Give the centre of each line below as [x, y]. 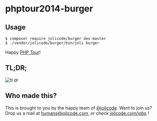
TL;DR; [16, 68]
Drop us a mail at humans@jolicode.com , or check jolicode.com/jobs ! [77, 113]
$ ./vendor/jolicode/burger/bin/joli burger [52, 43]
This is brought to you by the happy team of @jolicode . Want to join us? [79, 107]
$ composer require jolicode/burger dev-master [56, 38]
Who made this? [31, 96]
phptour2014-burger [49, 9]
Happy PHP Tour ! [23, 52]
